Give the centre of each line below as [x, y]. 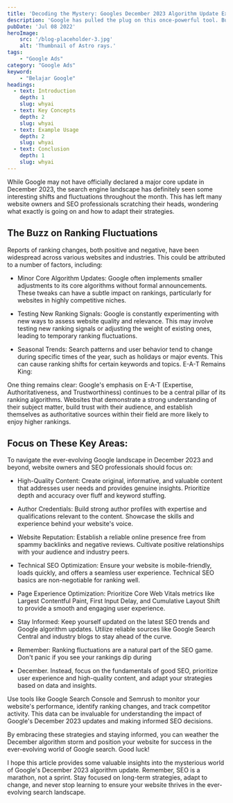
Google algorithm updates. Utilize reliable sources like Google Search [116, 629]
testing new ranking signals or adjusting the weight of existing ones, [114, 328]
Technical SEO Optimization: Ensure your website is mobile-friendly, [114, 566]
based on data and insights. [57, 686]
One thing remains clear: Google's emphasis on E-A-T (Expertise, [100, 384]
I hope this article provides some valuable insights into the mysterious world [116, 763]
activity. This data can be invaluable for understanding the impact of [105, 714]
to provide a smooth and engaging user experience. [91, 609]
